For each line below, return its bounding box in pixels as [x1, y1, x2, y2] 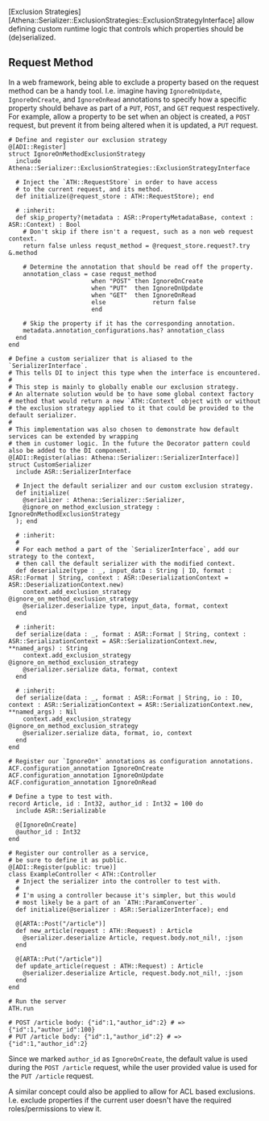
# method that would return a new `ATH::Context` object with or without [8, 397, 262, 405]
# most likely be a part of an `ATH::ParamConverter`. [15, 898, 204, 906]
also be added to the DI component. [8, 446, 131, 454]
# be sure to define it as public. [8, 855, 128, 864]
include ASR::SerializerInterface [15, 467, 131, 475]
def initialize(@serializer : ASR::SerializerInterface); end [15, 906, 229, 914]
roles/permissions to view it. [8, 1103, 102, 1113]
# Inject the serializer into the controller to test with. [15, 877, 221, 885]
